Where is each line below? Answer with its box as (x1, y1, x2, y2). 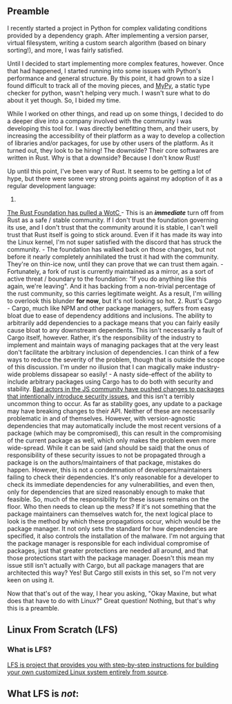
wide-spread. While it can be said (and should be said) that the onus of (7, 443, 209, 452)
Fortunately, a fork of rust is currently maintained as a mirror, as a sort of (7, 267, 214, 275)
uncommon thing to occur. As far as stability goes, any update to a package (7, 399, 222, 407)
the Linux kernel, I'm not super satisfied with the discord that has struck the (7, 238, 222, 246)
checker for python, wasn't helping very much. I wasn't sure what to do (7, 89, 211, 97)
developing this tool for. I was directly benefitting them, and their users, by (7, 124, 219, 132)
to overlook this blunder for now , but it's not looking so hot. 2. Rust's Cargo (7, 297, 222, 305)
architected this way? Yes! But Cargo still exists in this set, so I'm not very (7, 568, 216, 577)
